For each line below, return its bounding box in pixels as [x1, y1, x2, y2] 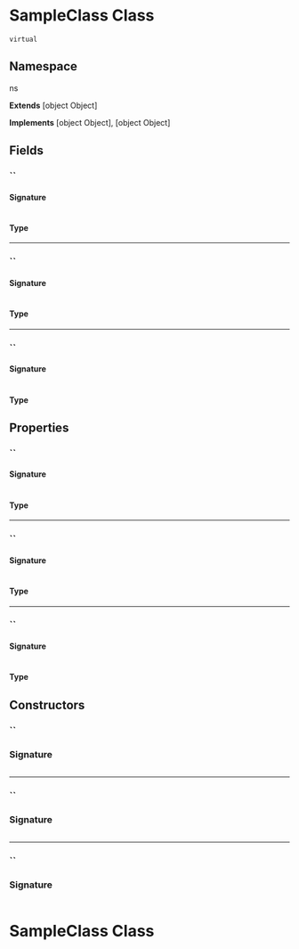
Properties [9, 420, 69, 435]
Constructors [9, 697, 85, 713]
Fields [9, 143, 44, 159]
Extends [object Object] [9, 100, 98, 110]
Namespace [9, 59, 78, 74]
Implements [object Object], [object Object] [9, 117, 171, 127]
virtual [9, 35, 38, 44]
